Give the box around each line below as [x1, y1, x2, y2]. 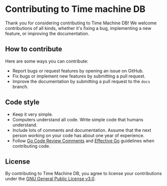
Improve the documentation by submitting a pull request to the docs [12, 78, 151, 84]
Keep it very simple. [12, 111, 53, 117]
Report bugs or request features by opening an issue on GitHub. [12, 68, 144, 74]
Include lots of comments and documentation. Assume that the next [12, 127, 152, 133]
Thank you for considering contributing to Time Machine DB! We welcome [5, 20, 157, 26]
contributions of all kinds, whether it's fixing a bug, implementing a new [5, 25, 152, 31]
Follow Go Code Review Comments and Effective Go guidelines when [12, 138, 155, 144]
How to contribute [5, 45, 63, 53]
